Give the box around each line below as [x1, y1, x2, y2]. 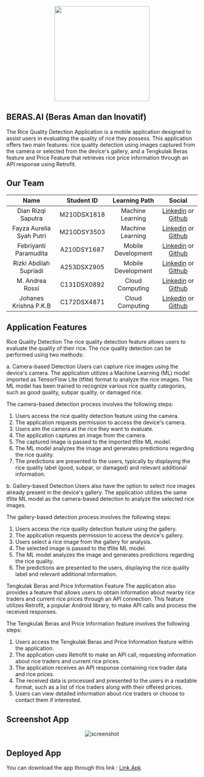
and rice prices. [15, 671, 55, 678]
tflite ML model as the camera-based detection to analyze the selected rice [6, 495, 194, 503]
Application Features [6, 322, 87, 333]
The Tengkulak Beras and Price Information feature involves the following [6, 620, 190, 627]
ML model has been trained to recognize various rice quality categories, [6, 382, 186, 389]
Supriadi [19, 267, 44, 275]
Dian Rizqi [17, 206, 46, 215]
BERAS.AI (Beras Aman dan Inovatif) [6, 112, 147, 122]
